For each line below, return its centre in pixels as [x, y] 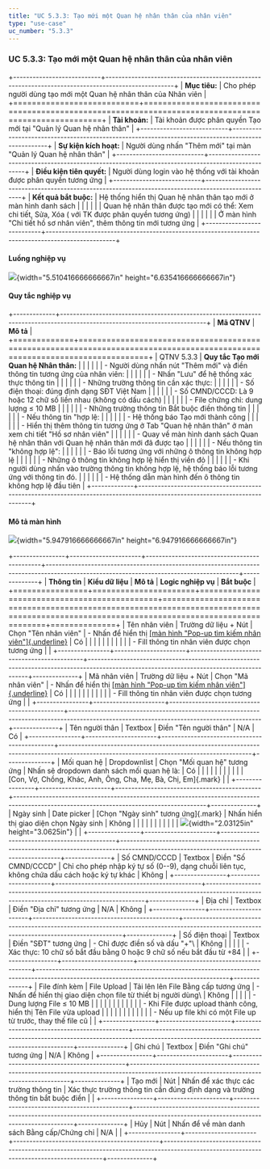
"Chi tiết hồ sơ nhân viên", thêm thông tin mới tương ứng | [104, 222]
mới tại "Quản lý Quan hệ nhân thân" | [71, 128]
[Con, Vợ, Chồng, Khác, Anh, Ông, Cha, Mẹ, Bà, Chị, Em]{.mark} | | [119, 779]
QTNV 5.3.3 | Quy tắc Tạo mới [209, 357]
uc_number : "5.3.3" [41, 31]
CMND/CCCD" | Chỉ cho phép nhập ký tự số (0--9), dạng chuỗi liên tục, [127, 867]
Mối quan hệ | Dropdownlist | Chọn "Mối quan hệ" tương [155, 762]
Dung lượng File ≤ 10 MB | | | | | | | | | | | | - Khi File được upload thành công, [133, 1004]
